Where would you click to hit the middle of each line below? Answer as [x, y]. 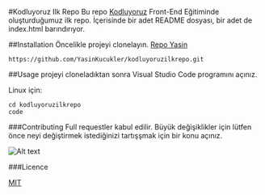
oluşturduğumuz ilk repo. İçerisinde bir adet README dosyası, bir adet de [130, 20]
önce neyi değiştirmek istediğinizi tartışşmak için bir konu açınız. [116, 136]
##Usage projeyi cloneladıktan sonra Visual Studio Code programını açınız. [133, 74]
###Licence [28, 167]
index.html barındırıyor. [47, 29]
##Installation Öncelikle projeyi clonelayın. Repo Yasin [98, 45]
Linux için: [25, 90]
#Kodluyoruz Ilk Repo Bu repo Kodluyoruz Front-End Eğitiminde [114, 12]
